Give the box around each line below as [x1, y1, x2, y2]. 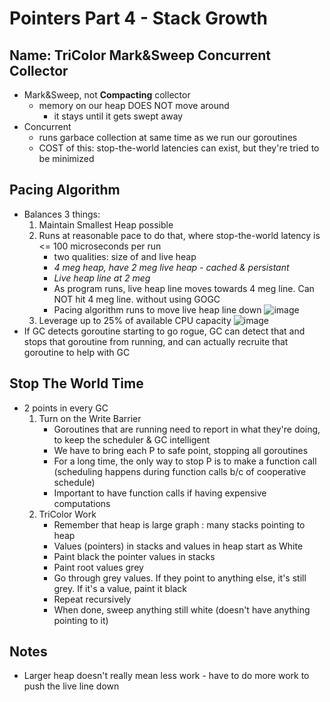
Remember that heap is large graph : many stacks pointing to [53, 518, 306, 531]
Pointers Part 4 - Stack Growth [9, 7, 269, 30]
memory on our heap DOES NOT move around [38, 100, 230, 111]
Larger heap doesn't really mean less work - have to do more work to [23, 670, 310, 682]
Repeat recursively [53, 593, 132, 605]
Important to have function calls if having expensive [53, 487, 267, 499]
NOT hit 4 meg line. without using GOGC [53, 293, 221, 305]
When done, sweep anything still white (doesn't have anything [53, 603, 311, 616]
